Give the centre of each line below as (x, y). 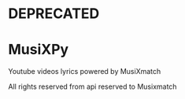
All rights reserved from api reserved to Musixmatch (92, 86)
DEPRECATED (54, 14)
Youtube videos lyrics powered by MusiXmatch (85, 71)
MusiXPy (39, 50)
